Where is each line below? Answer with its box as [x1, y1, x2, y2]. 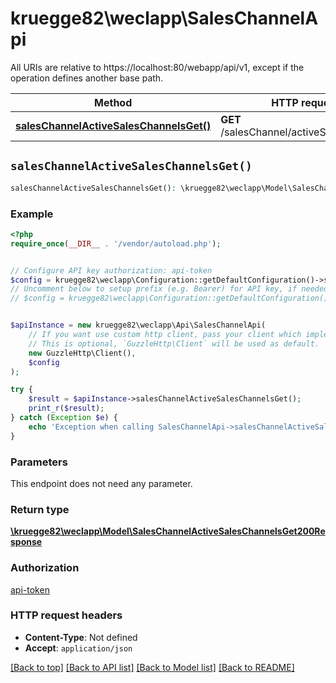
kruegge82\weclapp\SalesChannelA [10, 7, 319, 30]
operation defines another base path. [10, 72, 164, 84]
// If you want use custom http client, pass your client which [28, 330, 302, 340]
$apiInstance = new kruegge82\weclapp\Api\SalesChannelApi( [10, 320, 267, 331]
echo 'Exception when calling [28, 422, 155, 432]
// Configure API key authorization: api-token [10, 265, 213, 276]
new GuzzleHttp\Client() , [28, 348, 137, 358]
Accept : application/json [24, 642, 133, 654]
